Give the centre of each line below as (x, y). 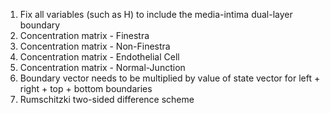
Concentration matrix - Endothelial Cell (99, 57)
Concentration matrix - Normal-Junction (102, 67)
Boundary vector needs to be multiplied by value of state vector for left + (170, 78)
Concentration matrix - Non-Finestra (95, 46)
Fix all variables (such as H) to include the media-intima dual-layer (156, 14)
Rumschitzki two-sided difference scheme (107, 99)
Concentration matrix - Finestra (84, 35)
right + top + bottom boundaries (86, 88)
